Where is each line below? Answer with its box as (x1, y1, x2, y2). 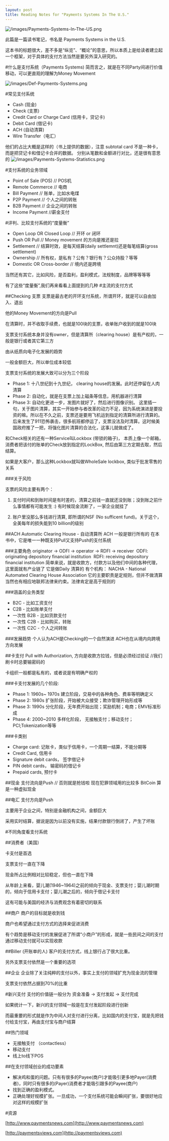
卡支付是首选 (5, 850, 32, 856)
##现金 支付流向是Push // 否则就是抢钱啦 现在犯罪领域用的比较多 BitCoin (5, 780, 156, 786)
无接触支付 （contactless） (12, 1040, 69, 1046)
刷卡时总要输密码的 (5, 659, 45, 665)
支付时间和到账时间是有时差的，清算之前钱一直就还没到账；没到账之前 (12, 497, 158, 503)
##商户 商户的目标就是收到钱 (5, 909, 65, 916)
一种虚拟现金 (9, 786, 36, 792)
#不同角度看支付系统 (5, 828, 48, 834)
